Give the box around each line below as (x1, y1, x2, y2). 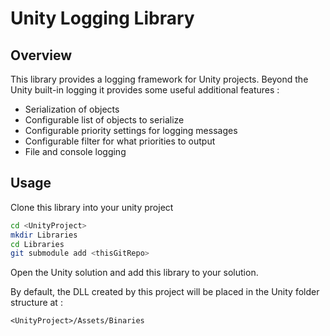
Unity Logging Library (10, 7, 195, 30)
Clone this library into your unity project (10, 201, 174, 213)
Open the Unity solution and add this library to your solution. (10, 267, 259, 279)
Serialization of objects (24, 103, 120, 115)
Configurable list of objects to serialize (24, 114, 185, 126)
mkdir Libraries (10, 230, 78, 240)
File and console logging (24, 146, 127, 157)
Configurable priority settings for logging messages (24, 125, 238, 136)
